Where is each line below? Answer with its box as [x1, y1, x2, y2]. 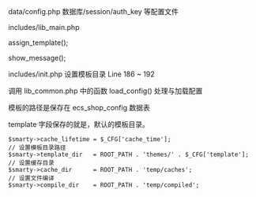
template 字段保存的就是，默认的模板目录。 [8, 120, 150, 128]
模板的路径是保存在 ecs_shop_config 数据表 [8, 103, 150, 112]
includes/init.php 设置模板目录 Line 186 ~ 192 [8, 69, 156, 79]
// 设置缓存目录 [8, 159, 55, 167]
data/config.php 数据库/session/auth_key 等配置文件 [8, 7, 179, 16]
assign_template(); [8, 38, 69, 47]
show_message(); [8, 54, 66, 62]
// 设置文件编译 [8, 174, 55, 182]
